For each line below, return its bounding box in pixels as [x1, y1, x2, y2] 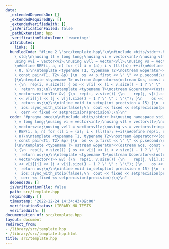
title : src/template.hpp [5, 236, 57, 241]
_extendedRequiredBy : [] [10, 17, 62, 22]
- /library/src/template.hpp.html [5, 231, 78, 236]
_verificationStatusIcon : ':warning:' [10, 36, 92, 41]
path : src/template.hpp [10, 189, 59, 194]
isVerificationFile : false [10, 185, 66, 190]
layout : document [5, 217, 42, 222]
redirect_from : [5, 222, 37, 227]
